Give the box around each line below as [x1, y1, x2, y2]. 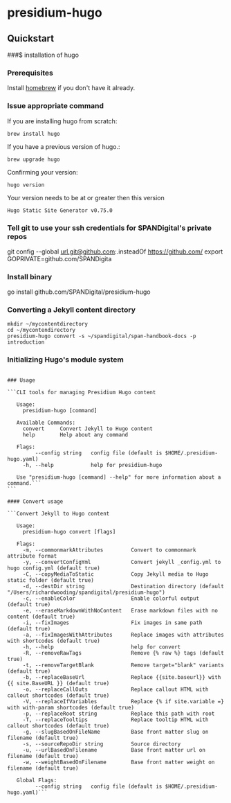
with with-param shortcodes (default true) [7, 704, 135, 711]
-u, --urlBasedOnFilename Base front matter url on [22, 746, 206, 753]
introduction [7, 339, 45, 346]
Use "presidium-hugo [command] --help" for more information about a [16, 473, 221, 481]
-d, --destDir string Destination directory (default [22, 583, 225, 590]
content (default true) [7, 613, 76, 620]
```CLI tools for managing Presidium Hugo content [7, 389, 156, 396]
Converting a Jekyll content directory [7, 305, 136, 315]
